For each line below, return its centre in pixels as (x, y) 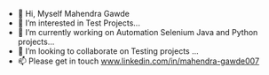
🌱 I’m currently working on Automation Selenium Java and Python (138, 32)
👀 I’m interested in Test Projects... (79, 23)
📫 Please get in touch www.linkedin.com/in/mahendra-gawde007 (138, 61)
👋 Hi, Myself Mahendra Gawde (74, 14)
